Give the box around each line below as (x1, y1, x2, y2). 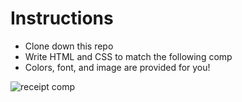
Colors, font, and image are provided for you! (24, 61, 211, 73)
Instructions (10, 7, 114, 30)
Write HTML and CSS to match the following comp (24, 50, 233, 62)
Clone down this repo (24, 40, 114, 52)
